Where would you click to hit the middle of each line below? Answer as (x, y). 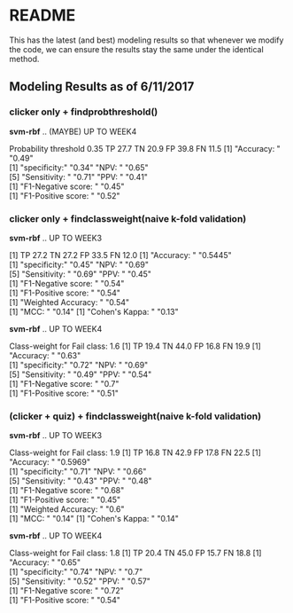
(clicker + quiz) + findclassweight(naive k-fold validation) (135, 416)
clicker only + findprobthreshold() (84, 112)
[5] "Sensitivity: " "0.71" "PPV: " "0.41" (79, 177)
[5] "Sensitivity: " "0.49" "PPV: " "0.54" (81, 374)
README (42, 16)
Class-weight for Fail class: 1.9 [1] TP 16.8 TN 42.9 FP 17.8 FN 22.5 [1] (135, 452)
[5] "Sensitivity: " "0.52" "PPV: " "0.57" (80, 581)
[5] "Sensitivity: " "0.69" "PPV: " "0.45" (81, 274)
